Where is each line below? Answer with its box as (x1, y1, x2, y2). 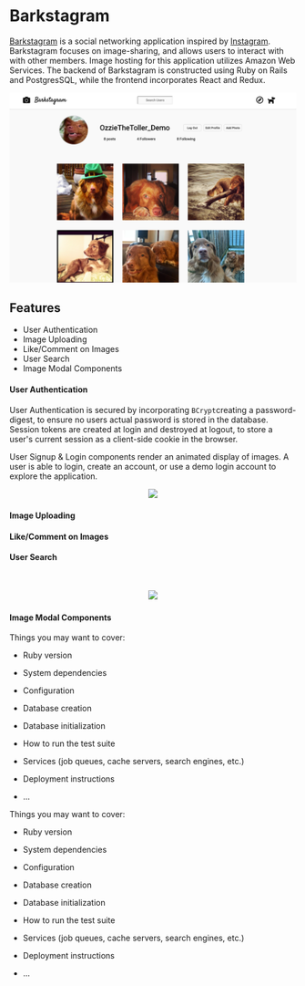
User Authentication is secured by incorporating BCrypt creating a (9, 404, 254, 415)
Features (9, 300, 61, 316)
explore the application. (9, 471, 98, 482)
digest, (9, 414, 36, 425)
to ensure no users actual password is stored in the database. (36, 414, 269, 425)
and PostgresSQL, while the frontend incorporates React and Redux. (9, 74, 266, 85)
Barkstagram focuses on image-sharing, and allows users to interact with (9, 45, 284, 56)
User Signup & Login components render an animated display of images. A (9, 451, 290, 462)
